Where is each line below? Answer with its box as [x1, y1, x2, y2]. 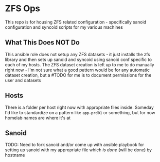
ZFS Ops [5, 3, 40, 14]
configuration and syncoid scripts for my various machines [5, 24, 123, 30]
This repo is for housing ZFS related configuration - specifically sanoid [5, 19, 147, 25]
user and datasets [5, 77, 41, 83]
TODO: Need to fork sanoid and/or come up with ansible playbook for [5, 142, 144, 148]
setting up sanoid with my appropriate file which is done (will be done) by [5, 147, 152, 153]
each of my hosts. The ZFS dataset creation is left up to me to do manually [5, 61, 155, 67]
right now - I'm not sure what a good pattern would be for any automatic [5, 67, 150, 73]
